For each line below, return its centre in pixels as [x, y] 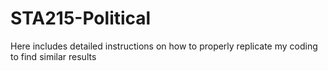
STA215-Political [81, 18]
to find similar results [53, 56]
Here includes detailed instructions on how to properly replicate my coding [164, 46]
